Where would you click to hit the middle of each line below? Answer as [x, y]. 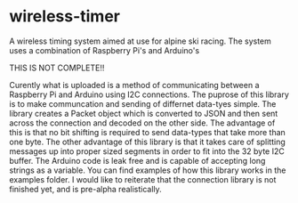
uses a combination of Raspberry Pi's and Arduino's [105, 50]
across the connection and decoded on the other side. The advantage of [142, 123]
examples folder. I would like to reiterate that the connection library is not [143, 179]
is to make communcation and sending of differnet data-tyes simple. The [143, 103]
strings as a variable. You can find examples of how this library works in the [148, 170]
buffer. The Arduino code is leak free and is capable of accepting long [137, 160]
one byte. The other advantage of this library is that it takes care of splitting [148, 142]
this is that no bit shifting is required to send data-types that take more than [148, 132]
